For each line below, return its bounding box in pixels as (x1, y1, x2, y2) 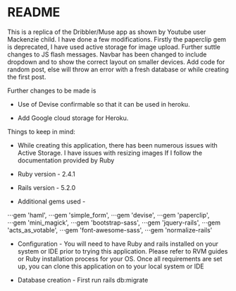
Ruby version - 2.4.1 (17, 170, 75, 178)
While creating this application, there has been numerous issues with (17, 141, 218, 149)
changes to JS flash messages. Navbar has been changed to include (7, 50, 207, 59)
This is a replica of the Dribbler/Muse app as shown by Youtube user (7, 28, 206, 36)
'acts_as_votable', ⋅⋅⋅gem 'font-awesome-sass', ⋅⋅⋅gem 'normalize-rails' (7, 225, 213, 234)
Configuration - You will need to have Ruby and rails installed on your (17, 239, 218, 248)
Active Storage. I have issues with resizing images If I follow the (17, 148, 203, 157)
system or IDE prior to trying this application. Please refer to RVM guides (17, 247, 228, 255)
